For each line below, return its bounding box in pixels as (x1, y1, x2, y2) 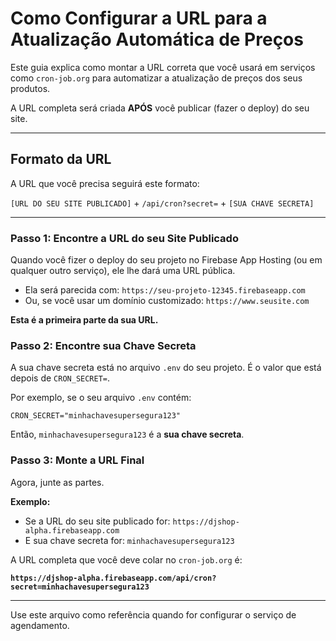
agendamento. (10, 619, 70, 631)
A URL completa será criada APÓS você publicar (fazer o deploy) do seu (10, 102, 310, 114)
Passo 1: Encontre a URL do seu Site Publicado (10, 231, 239, 245)
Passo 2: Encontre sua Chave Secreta (10, 338, 197, 352)
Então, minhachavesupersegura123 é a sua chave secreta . (10, 428, 245, 441)
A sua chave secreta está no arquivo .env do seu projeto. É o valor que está (10, 362, 322, 374)
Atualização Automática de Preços (10, 28, 304, 51)
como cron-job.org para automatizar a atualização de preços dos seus (10, 72, 303, 84)
